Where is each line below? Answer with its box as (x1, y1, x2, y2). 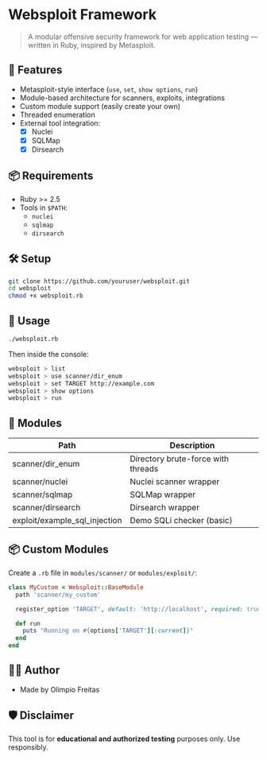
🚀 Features (8, 64, 63, 77)
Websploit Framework (8, 6, 157, 24)
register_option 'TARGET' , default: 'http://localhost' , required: (15, 605, 244, 613)
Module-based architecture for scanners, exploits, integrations (19, 93, 225, 103)
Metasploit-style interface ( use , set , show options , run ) (19, 84, 199, 94)
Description (169, 440, 215, 451)
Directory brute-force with (130, 453, 229, 464)
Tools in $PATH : (19, 203, 68, 212)
